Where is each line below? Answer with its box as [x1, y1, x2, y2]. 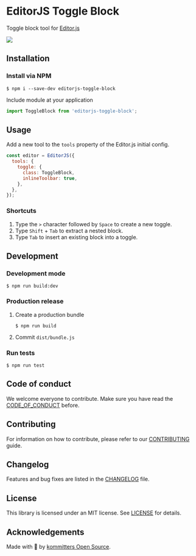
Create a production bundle [15, 311, 85, 318]
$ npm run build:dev [6, 283, 59, 290]
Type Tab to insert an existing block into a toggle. [15, 233, 138, 241]
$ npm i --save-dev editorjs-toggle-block [6, 85, 116, 92]
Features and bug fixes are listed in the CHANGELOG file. [6, 476, 150, 483]
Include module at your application [6, 96, 93, 103]
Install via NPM [6, 72, 52, 80]
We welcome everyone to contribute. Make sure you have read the [6, 395, 173, 402]
